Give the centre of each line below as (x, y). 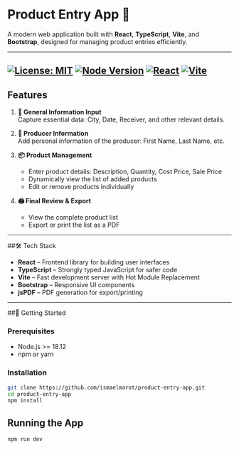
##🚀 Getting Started (37, 313)
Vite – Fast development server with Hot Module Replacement (109, 277)
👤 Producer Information (53, 134)
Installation (27, 373)
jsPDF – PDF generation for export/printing (80, 293)
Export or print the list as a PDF (74, 225)
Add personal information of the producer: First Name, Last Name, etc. (121, 141)
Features (27, 95)
